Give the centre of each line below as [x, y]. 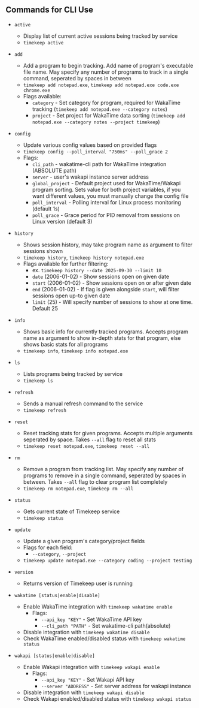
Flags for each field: [48, 547]
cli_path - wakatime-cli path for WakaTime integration [99, 164]
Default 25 [45, 308]
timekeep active [43, 43]
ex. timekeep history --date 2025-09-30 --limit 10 [97, 270]
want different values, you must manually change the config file [110, 196]
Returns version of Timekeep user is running [78, 583]
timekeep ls [38, 381]
